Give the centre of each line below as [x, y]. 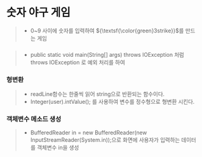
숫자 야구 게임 [38, 13]
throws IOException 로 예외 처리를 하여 [78, 62]
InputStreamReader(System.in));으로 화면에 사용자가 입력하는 [105, 140]
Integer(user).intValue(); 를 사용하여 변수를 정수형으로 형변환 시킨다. [113, 102]
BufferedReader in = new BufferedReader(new [89, 133]
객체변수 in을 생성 [58, 148]
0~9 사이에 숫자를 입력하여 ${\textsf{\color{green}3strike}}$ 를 [107, 31]
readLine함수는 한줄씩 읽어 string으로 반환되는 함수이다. [97, 94]
